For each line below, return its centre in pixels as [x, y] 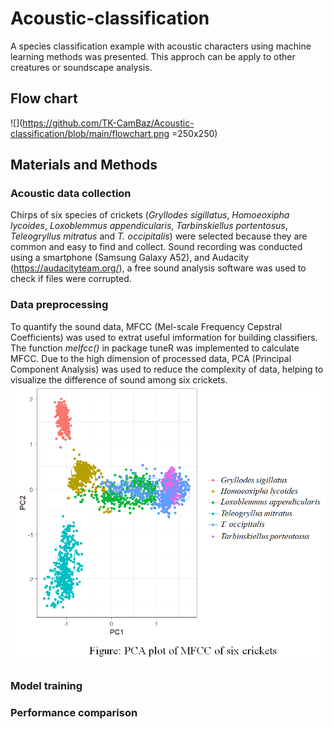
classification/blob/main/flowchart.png [90, 133]
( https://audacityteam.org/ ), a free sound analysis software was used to [158, 268]
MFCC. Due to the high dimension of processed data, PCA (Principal [151, 358]
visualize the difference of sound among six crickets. [119, 379]
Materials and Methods [84, 165]
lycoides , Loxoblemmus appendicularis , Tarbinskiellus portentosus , [149, 226]
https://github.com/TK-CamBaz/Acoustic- [108, 123]
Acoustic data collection [71, 194]
